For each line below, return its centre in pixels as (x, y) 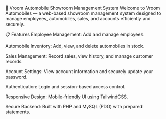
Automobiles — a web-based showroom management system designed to (83, 13)
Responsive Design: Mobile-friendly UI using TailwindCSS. (67, 97)
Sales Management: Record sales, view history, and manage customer (79, 56)
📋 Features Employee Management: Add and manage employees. (75, 34)
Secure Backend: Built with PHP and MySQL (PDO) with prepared (74, 106)
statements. (18, 112)
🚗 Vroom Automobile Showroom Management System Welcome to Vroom (83, 8)
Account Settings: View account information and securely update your (79, 71)
